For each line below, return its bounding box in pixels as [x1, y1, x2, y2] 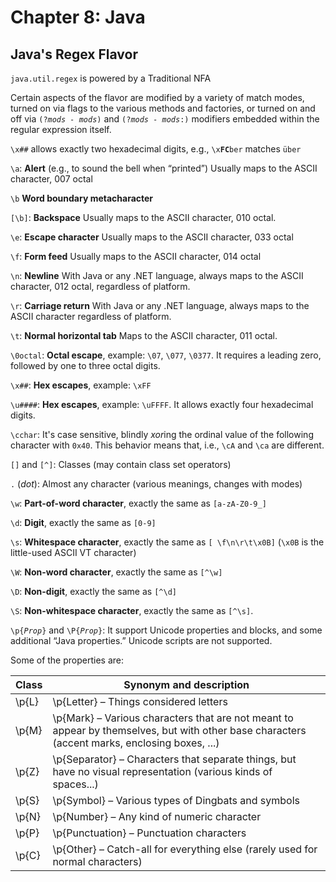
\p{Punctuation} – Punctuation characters [52, 826, 247, 840]
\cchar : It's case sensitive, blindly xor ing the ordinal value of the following [10, 429, 314, 440]
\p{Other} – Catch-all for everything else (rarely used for [52, 842, 318, 856]
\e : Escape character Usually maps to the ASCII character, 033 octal [10, 231, 294, 243]
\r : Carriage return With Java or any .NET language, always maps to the [10, 300, 310, 311]
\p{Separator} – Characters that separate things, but [52, 752, 297, 766]
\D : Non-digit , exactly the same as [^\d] [10, 586, 177, 597]
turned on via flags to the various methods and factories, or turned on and [10, 102, 316, 114]
